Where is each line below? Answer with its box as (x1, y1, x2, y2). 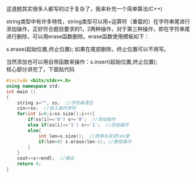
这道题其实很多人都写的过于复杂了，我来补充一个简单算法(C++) (6, 5, 163, 12)
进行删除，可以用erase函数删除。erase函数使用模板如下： (6, 33, 150, 40)
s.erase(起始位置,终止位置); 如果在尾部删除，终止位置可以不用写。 (6, 45, 170, 53)
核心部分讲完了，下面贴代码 (6, 66, 75, 73)
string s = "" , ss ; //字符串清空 (17, 100, 94, 106)
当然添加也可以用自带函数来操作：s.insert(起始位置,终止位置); (6, 59, 158, 65)
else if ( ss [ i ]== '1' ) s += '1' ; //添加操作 (28, 122, 129, 128)
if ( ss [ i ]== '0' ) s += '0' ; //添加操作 (28, 116, 116, 122)
